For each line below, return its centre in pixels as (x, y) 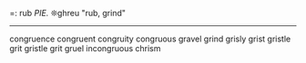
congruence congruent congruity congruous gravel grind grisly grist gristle (150, 39)
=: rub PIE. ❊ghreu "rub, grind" (67, 13)
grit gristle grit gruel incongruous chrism (85, 48)
